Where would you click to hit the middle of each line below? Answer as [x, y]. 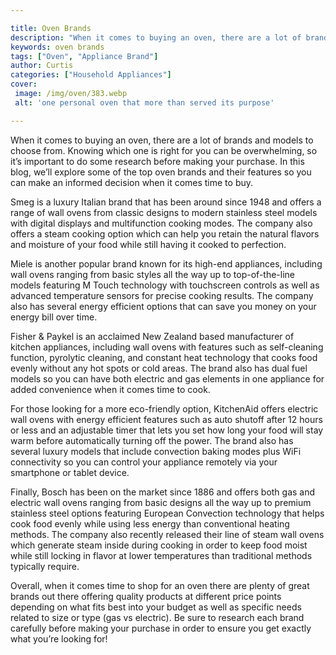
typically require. [45, 566]
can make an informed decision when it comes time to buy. [132, 182]
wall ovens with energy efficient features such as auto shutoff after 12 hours [166, 419]
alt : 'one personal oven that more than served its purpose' [144, 102]
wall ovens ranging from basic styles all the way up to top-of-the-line [153, 274]
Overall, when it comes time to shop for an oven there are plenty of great [160, 585]
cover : [24, 84]
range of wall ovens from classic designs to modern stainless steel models [164, 212]
